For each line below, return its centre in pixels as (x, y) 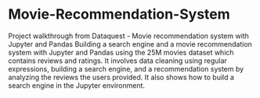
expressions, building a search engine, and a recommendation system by (126, 68)
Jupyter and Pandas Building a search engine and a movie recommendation (130, 44)
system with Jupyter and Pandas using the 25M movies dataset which (121, 52)
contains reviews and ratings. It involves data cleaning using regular (117, 61)
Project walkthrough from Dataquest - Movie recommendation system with (128, 36)
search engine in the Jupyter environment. (77, 85)
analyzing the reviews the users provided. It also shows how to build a (121, 77)
